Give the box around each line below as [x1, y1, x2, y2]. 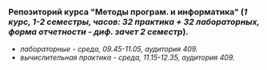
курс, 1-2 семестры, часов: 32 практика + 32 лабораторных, [8, 16, 260, 27]
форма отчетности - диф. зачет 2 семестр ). [8, 26, 189, 37]
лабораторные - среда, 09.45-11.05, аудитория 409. [19, 45, 198, 54]
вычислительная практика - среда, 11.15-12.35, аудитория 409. [19, 52, 235, 62]
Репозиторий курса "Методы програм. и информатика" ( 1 [8, 6, 248, 17]
